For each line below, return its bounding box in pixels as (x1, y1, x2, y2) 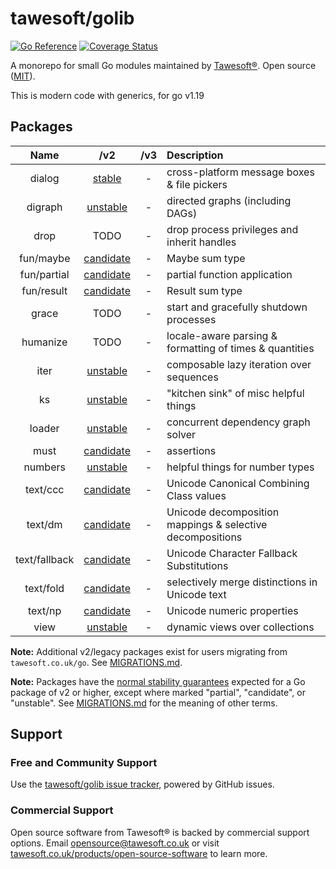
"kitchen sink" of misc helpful (166, 386, 305, 400)
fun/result (21, 283, 68, 297)
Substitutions (166, 558, 229, 572)
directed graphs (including (166, 193, 292, 207)
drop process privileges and (166, 222, 299, 236)
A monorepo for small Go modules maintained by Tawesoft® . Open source (10, 59, 317, 71)
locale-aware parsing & (166, 328, 278, 342)
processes (166, 312, 217, 326)
